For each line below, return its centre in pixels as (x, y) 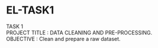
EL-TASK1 (30, 10)
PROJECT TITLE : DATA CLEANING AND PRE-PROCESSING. (79, 32)
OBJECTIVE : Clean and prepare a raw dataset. (63, 39)
